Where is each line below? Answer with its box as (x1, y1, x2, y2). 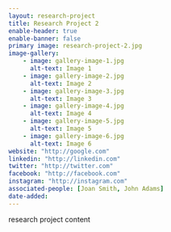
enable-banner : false (8, 34, 81, 43)
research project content (8, 214, 91, 224)
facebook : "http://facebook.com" (8, 170, 121, 178)
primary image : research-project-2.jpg (8, 42, 143, 50)
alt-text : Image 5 (29, 124, 92, 133)
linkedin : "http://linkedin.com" (8, 154, 121, 162)
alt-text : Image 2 (29, 79, 92, 87)
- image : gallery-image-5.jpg (23, 117, 125, 125)
